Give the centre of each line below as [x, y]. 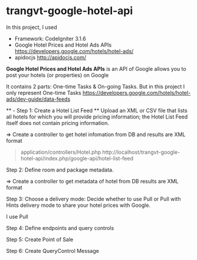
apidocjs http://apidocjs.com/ [50, 57]
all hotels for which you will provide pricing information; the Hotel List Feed [97, 117]
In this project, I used [32, 27]
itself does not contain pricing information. [58, 123]
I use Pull [17, 216]
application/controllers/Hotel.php [61, 152]
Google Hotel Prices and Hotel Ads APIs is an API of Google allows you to [96, 68]
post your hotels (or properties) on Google [58, 75]
